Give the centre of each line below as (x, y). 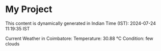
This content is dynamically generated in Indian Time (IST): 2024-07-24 (81, 23)
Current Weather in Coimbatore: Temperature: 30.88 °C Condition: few (79, 38)
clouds (12, 43)
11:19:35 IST (18, 28)
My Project (29, 9)
